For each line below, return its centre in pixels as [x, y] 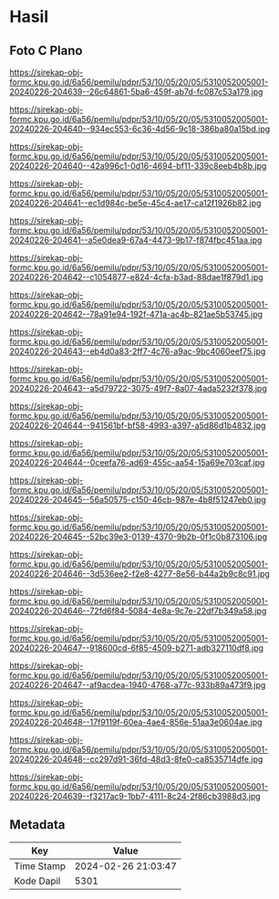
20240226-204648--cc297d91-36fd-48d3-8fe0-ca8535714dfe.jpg [136, 759]
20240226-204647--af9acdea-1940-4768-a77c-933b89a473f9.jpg [138, 685]
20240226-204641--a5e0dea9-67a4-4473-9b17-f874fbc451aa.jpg [136, 240]
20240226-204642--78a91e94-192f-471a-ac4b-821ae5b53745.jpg [136, 314]
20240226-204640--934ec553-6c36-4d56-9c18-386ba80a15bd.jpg [140, 129]
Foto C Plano [46, 51]
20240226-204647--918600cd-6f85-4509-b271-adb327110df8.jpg [137, 648]
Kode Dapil [37, 881]
